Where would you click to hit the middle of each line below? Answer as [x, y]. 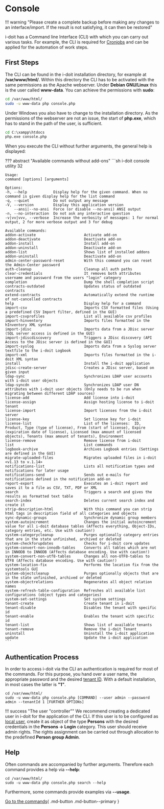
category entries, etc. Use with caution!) [50, 531]
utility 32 [14, 166]
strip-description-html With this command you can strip [79, 509]
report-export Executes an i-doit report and [76, 484]
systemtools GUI [22, 569]
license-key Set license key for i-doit [73, 419]
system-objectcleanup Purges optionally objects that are [82, 573]
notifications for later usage [37, 471]
